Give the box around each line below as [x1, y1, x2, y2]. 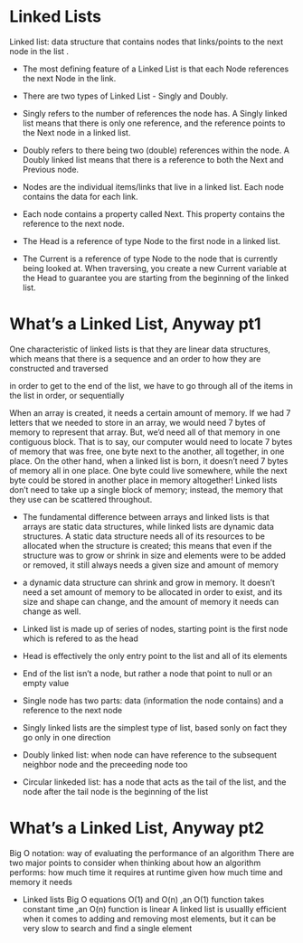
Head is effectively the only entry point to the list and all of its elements [22, 650, 288, 661]
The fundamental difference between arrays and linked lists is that [22, 511, 270, 522]
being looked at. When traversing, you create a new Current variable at [22, 262, 288, 273]
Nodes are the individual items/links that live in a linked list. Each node [22, 181, 285, 192]
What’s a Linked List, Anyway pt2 [9, 818, 265, 838]
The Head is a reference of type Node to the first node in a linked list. [22, 235, 281, 246]
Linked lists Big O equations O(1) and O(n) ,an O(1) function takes [22, 893, 265, 905]
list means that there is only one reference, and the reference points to [22, 118, 286, 128]
